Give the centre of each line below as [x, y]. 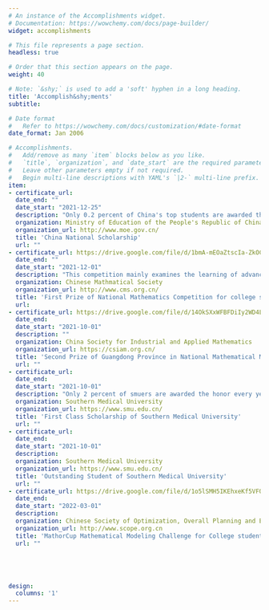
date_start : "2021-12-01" [59, 267]
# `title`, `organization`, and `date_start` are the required [119, 163]
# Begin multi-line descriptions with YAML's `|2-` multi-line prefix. [134, 177]
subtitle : [25, 104]
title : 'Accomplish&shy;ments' [60, 96]
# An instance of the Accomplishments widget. [87, 16]
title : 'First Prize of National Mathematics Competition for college [136, 297]
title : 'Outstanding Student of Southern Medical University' [121, 476]
